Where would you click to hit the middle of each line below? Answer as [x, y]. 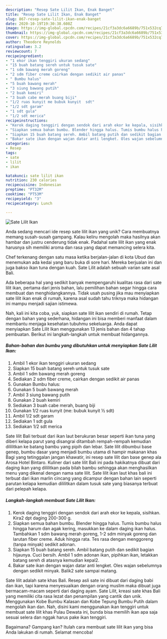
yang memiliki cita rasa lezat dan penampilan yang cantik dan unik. [74, 596]
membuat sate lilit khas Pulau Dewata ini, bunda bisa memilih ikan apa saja [82, 612]
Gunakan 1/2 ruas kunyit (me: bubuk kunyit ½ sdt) [63, 411]
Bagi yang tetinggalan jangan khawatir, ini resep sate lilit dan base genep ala [83, 457]
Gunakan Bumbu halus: [37, 384]
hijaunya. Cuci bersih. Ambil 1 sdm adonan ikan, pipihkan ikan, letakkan [85, 555]
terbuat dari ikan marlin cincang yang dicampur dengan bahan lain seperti [81, 478]
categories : [18, 144]
